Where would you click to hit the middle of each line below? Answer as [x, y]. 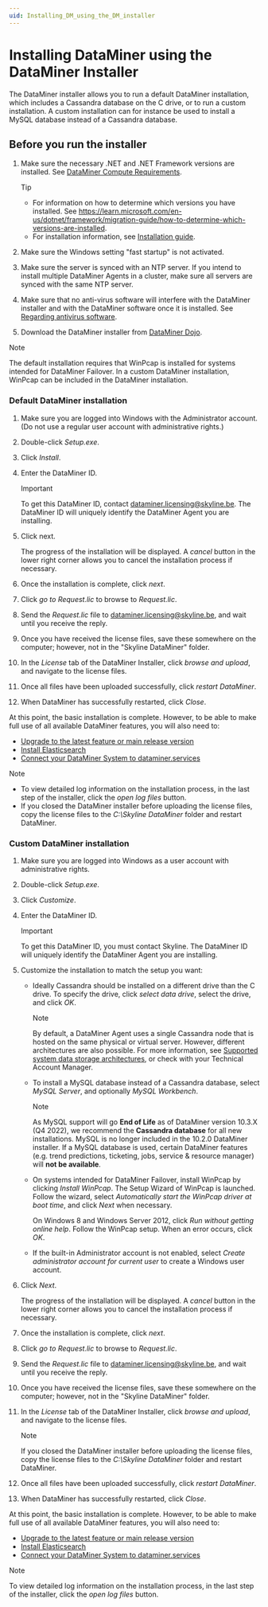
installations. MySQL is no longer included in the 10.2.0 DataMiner [140, 1139]
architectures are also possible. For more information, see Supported [145, 1050]
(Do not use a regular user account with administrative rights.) [122, 426]
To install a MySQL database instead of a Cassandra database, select [146, 1082]
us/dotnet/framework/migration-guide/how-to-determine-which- [139, 220]
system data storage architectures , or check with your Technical [138, 1058]
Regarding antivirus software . [69, 317]
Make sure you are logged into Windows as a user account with [124, 860]
